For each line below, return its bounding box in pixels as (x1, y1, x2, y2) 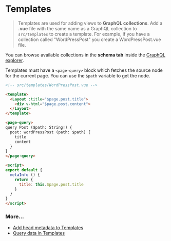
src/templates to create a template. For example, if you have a (17, 31, 150, 37)
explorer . (5, 57, 24, 63)
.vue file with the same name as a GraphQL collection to (17, 25, 137, 31)
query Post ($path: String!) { (5, 125, 72, 130)
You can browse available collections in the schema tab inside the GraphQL (5, 52, 166, 58)
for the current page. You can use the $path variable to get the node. (5, 72, 150, 78)
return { (14, 177, 33, 182)
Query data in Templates (12, 230, 65, 236)
